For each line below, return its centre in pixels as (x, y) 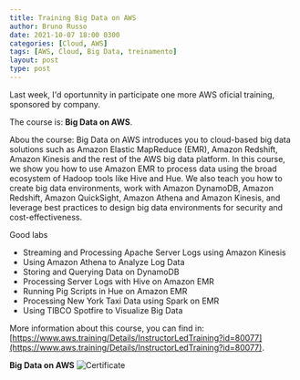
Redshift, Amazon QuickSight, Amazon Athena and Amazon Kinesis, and (145, 198)
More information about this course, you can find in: (107, 328)
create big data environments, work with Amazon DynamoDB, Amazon (142, 188)
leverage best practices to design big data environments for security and (146, 207)
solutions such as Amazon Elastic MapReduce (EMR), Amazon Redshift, (144, 149)
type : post (30, 69)
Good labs (29, 234)
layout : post (34, 60)
